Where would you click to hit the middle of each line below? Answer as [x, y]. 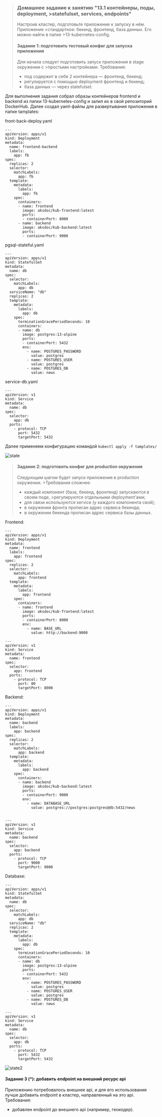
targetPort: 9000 [35, 867]
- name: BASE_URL [44, 628]
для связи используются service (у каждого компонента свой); [89, 502]
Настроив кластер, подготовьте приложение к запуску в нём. [81, 24]
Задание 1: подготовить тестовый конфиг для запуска [74, 46]
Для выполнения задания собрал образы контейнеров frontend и [73, 96]
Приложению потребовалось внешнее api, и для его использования [76, 1090]
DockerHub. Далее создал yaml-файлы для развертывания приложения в [81, 106]
